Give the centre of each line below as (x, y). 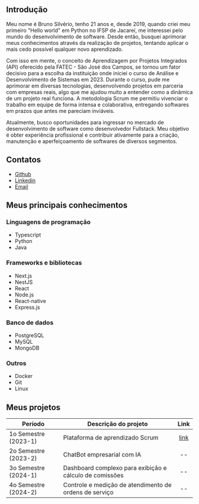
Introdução (27, 10)
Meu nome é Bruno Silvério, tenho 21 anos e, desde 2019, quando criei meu (98, 24)
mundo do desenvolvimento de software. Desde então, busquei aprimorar (96, 36)
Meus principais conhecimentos (67, 206)
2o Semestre (27, 451)
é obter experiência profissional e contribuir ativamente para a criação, (93, 135)
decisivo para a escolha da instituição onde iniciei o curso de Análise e (92, 73)
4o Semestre (27, 485)
